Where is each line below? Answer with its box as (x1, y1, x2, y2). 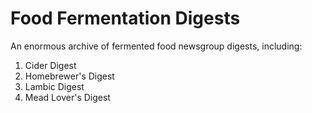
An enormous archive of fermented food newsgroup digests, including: (10, 40, 303, 52)
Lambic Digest (24, 80, 85, 92)
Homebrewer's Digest (24, 70, 115, 82)
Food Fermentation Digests (10, 7, 241, 30)
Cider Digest (24, 59, 77, 71)
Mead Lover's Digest (24, 91, 111, 103)
